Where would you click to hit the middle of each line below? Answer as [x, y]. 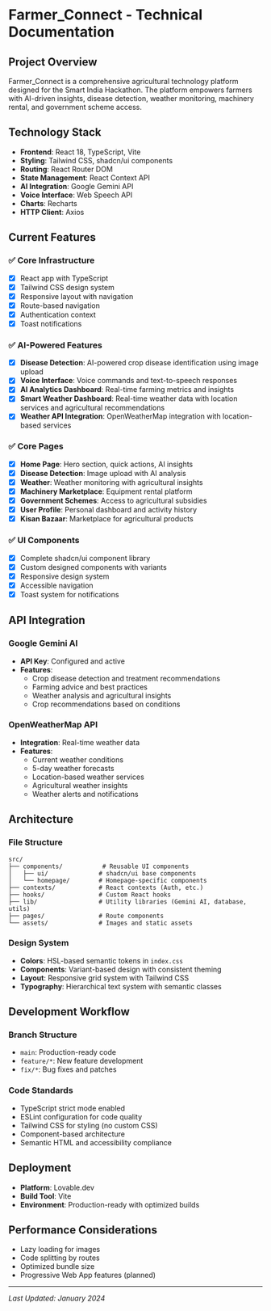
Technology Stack [55, 132]
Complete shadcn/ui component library [85, 558]
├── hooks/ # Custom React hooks [90, 895]
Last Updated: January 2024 [57, 1298]
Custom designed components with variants [93, 567]
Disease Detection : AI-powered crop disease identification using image [140, 363]
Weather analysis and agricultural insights [102, 695]
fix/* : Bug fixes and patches [68, 1069]
